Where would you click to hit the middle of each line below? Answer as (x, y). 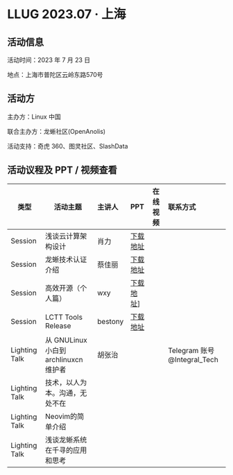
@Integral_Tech (193, 359)
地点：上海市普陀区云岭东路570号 (55, 75)
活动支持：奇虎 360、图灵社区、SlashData (68, 146)
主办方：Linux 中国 (34, 116)
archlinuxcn (64, 359)
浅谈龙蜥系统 (66, 440)
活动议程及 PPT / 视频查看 (62, 170)
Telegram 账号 (191, 350)
